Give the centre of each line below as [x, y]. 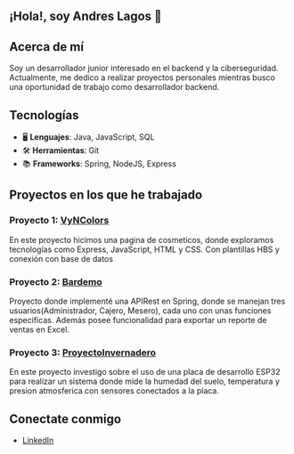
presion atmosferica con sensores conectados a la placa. [114, 391]
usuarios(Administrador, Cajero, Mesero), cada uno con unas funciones [140, 311]
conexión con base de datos [61, 258]
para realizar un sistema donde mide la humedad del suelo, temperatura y [145, 381]
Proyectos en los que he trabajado [106, 195]
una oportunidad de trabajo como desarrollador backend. [114, 87]
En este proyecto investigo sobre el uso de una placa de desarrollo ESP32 [145, 372]
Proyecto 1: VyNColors [59, 221]
